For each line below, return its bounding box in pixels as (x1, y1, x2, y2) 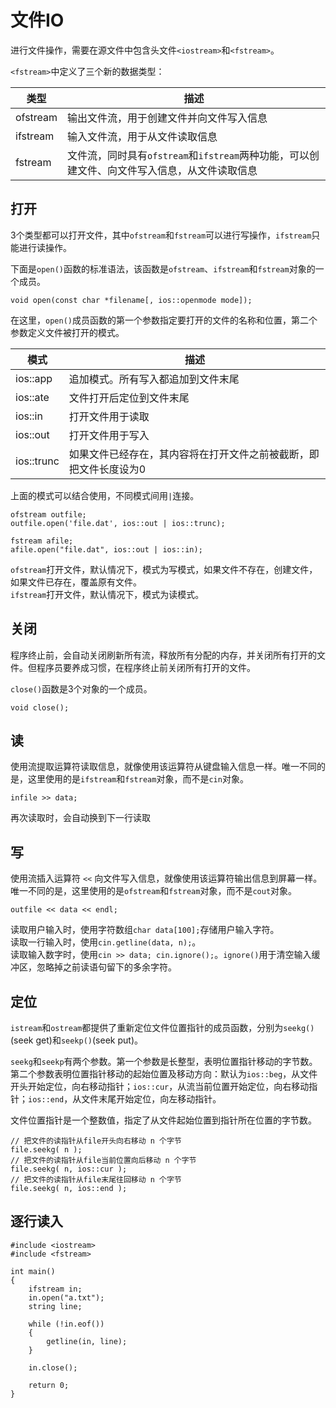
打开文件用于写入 (68, 428, 150, 442)
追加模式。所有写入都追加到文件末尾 (68, 372, 240, 386)
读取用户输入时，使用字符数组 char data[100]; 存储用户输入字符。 (10, 924, 280, 936)
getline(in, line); (46, 1336, 128, 1346)
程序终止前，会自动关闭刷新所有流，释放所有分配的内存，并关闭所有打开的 (10, 649, 317, 661)
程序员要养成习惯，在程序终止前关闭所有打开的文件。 (36, 661, 256, 673)
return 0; (28, 1380, 70, 1390)
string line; (28, 1301, 83, 1311)
